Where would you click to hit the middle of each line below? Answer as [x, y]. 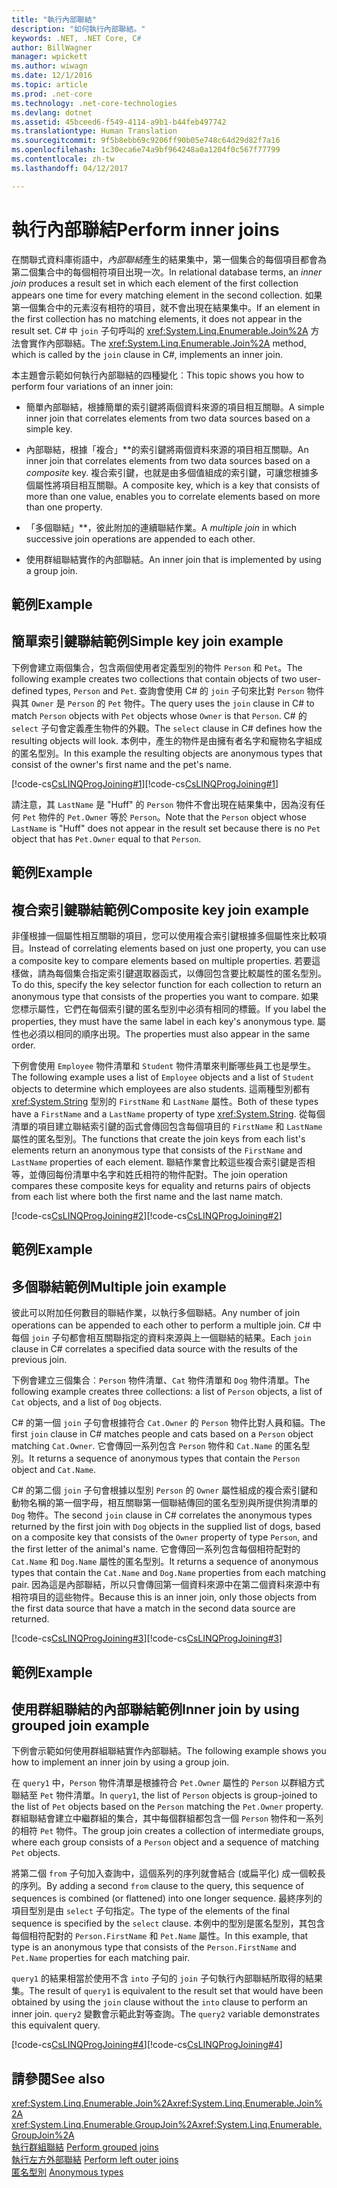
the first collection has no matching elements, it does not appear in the [157, 318]
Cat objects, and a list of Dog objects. [87, 1402]
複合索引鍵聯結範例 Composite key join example [160, 909]
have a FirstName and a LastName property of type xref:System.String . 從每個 [168, 1113]
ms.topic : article [49, 85]
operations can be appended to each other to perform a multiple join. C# [161, 1325]
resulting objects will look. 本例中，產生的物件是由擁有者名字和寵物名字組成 [167, 740]
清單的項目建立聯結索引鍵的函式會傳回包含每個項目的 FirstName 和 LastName [167, 1126]
